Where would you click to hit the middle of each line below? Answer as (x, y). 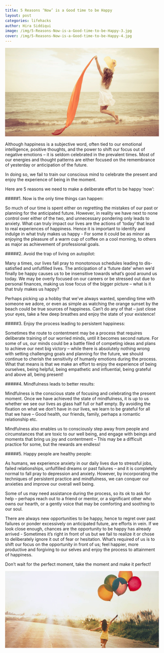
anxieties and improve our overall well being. (50, 484)
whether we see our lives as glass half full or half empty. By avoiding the (78, 404)
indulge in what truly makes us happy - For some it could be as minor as (78, 234)
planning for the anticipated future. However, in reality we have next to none (81, 213)
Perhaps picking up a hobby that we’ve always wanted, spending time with (80, 299)
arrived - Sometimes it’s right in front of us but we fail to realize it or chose (80, 534)
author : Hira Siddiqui (28, 26)
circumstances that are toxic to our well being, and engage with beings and (81, 434)
